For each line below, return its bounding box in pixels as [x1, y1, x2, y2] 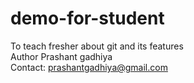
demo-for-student [10, 7, 165, 30]
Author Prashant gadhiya [10, 50, 113, 62]
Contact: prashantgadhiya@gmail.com [10, 61, 168, 73]
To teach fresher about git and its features [10, 40, 184, 52]
